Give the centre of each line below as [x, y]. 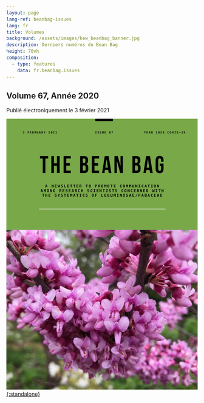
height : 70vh [23, 52]
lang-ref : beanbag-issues [39, 19]
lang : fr [17, 25]
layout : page [23, 13]
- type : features [34, 64]
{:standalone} [23, 394]
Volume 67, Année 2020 [53, 96]
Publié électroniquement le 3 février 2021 [58, 110]
